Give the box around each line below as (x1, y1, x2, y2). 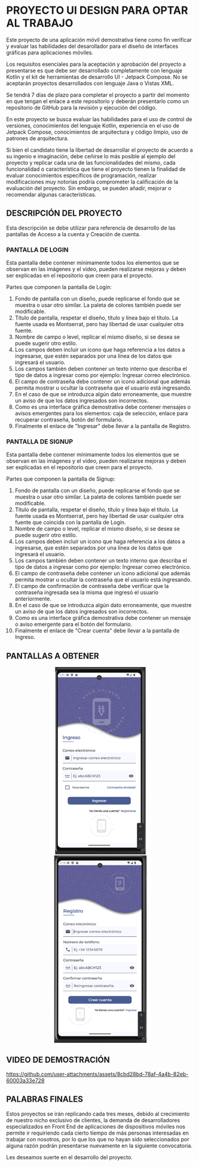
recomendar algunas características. (6, 191, 97, 198)
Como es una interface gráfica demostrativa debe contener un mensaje (14, 614, 191, 622)
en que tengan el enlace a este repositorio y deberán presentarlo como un (6, 97, 189, 105)
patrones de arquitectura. (6, 134, 69, 141)
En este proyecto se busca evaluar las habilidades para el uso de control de (6, 115, 192, 123)
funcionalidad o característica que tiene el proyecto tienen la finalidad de (6, 165, 186, 173)
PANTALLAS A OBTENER (6, 651, 100, 661)
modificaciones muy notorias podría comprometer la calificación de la (6, 178, 179, 185)
